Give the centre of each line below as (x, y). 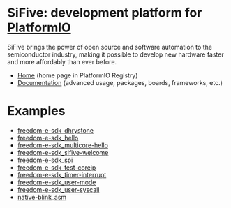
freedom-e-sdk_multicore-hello (62, 145)
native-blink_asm (42, 197)
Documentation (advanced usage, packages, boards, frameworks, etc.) (120, 82)
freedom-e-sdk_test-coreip (57, 167)
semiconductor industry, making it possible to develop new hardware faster (116, 54)
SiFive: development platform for (105, 13)
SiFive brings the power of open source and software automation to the (110, 47)
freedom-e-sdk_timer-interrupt (62, 174)
